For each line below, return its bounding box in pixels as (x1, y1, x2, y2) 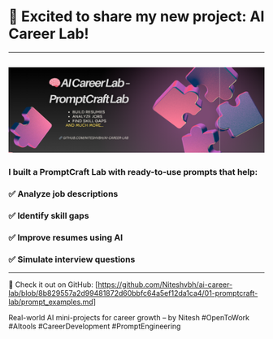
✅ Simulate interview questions (8, 254, 136, 265)
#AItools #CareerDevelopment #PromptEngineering (8, 321, 181, 332)
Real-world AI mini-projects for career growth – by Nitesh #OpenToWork (8, 313, 250, 323)
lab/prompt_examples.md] (8, 297, 96, 307)
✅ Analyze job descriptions (8, 189, 119, 199)
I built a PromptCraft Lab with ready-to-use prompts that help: (8, 167, 258, 178)
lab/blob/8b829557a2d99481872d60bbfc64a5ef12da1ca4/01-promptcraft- (8, 289, 258, 298)
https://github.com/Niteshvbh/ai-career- (97, 280, 233, 289)
